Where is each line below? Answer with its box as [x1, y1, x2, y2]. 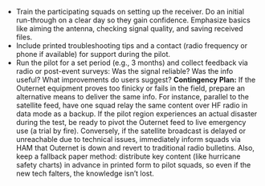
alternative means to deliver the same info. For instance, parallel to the [15, 92, 249, 101]
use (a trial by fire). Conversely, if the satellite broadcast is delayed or [15, 126, 247, 135]
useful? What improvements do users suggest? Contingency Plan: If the [15, 75, 256, 84]
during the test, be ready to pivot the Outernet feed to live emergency [15, 118, 247, 127]
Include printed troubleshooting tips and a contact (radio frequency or [15, 41, 247, 51]
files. [15, 32, 33, 42]
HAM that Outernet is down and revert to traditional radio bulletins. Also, [15, 144, 255, 152]
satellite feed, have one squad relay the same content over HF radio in [15, 100, 248, 110]
